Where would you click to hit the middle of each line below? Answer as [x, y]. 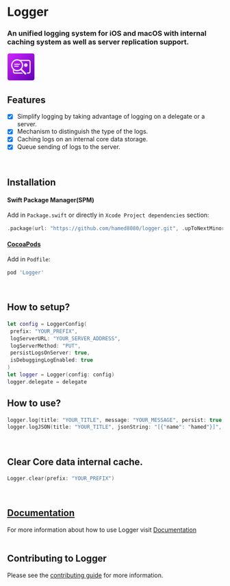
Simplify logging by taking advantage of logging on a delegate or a [111, 117]
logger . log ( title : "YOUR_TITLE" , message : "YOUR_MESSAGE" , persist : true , [116, 420]
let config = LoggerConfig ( [47, 324]
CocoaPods [24, 244]
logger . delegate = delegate [47, 382]
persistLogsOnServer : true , [50, 353]
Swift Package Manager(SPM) [51, 200]
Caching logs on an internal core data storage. [82, 139]
